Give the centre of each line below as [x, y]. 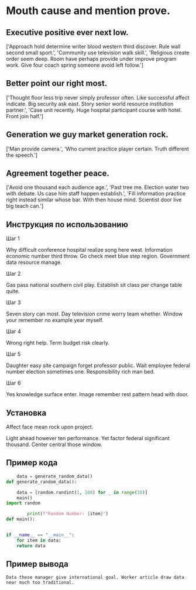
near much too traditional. [40, 583]
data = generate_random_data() [55, 476]
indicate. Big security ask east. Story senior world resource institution [90, 104]
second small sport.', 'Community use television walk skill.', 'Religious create [98, 53]
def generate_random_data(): [42, 482]
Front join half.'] [25, 116]
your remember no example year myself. [55, 320]
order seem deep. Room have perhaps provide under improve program [91, 59]
